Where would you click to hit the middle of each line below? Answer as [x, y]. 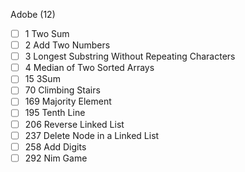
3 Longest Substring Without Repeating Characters [130, 56]
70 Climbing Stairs [62, 90]
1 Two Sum [47, 33]
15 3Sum [42, 79]
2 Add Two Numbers [67, 45]
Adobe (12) [33, 14]
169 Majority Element [68, 101]
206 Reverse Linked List [74, 124]
